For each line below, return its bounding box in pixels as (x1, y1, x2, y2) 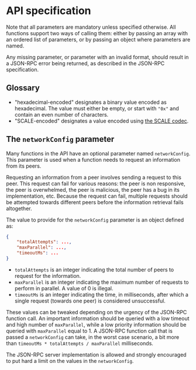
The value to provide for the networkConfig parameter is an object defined (6, 216, 184, 223)
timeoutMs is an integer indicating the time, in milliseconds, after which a (14, 291, 189, 298)
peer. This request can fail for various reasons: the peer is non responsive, (6, 180, 185, 187)
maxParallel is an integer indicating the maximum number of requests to (14, 279, 189, 286)
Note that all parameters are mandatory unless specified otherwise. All (6, 23, 176, 30)
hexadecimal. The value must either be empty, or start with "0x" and (14, 104, 180, 112)
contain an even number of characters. (14, 111, 109, 118)
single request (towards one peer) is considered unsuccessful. (14, 297, 166, 304)
